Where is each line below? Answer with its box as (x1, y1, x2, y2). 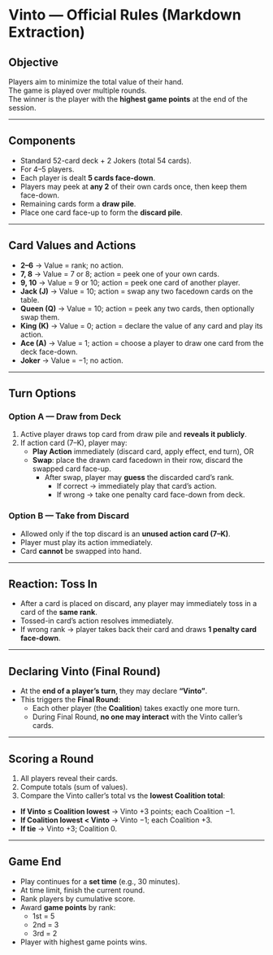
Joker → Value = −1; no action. (19, 355, 123, 365)
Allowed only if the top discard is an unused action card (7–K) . (19, 529, 231, 539)
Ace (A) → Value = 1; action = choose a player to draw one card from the (19, 338, 264, 347)
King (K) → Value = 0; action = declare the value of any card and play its (19, 321, 263, 330)
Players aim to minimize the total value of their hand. (8, 77, 184, 86)
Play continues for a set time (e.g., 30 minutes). (19, 876, 180, 886)
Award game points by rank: (19, 902, 116, 912)
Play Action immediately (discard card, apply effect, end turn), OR (32, 447, 254, 456)
